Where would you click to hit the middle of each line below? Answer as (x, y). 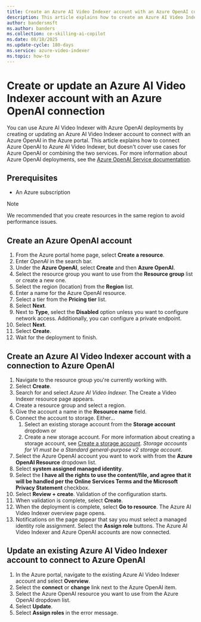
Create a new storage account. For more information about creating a (109, 437)
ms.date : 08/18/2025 (33, 39)
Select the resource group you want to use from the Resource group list (104, 274)
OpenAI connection (56, 111)
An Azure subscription (43, 192)
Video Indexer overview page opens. (61, 513)
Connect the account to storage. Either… (65, 418)
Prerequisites (32, 178)
